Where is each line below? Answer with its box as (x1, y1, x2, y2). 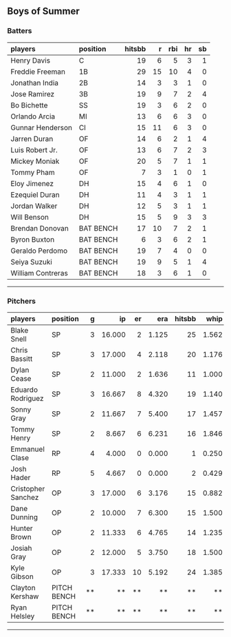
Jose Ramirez (10, 89, 55, 98)
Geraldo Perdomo (10, 246, 68, 255)
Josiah (10, 543, 32, 553)
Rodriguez (10, 393, 44, 403)
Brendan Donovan (10, 223, 69, 233)
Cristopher (10, 483, 45, 493)
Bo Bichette (10, 100, 48, 109)
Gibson (10, 572, 34, 581)
